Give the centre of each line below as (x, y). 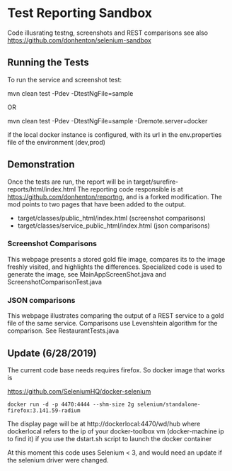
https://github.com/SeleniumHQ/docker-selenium (79, 391)
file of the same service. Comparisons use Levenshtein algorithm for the (112, 323)
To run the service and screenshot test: (65, 79)
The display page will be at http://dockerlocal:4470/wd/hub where (104, 423)
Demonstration (41, 165)
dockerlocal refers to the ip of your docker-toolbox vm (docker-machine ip (116, 431)
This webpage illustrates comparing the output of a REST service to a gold (116, 316)
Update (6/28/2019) (52, 353)
